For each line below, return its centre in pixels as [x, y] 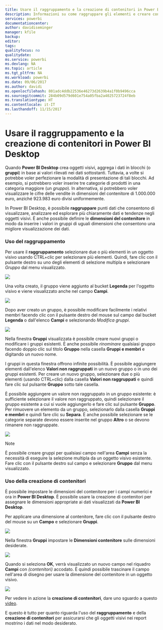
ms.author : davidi [24, 86]
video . [11, 603]
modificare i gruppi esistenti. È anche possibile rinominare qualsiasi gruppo [80, 344]
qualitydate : [18, 55]
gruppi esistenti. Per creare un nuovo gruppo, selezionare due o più [73, 374]
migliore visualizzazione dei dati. [38, 229]
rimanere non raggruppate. [32, 425]
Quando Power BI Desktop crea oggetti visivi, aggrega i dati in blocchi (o [78, 167]
